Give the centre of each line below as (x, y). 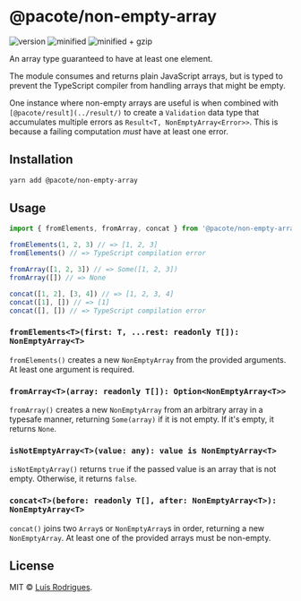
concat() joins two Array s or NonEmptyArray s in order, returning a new (137, 528)
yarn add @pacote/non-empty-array (74, 180)
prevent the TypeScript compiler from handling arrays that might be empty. (147, 85)
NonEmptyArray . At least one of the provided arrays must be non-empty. (140, 537)
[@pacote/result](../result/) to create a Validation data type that (134, 112)
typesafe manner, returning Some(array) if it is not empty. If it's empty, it (142, 419)
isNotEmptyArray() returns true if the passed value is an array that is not (143, 469)
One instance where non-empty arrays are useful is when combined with (144, 103)
